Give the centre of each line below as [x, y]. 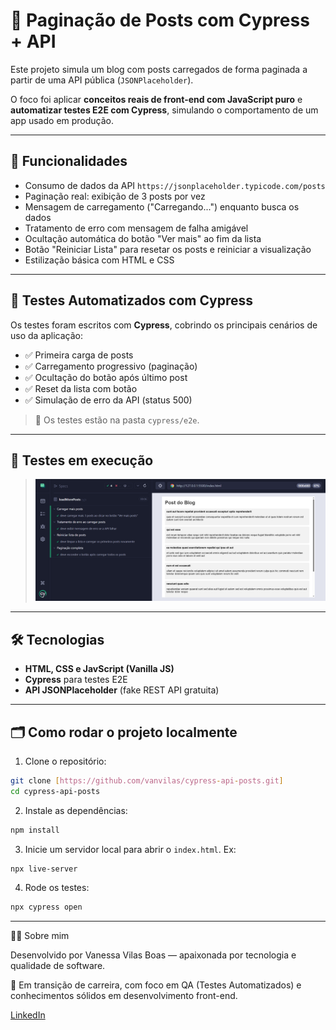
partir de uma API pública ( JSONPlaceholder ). [102, 80]
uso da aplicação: [47, 335]
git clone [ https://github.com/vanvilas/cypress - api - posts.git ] [147, 780]
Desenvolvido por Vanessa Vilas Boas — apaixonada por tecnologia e [153, 955]
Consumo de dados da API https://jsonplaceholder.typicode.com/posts [175, 185]
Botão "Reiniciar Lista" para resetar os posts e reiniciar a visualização [168, 249]
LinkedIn [28, 1015]
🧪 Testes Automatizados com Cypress [132, 300]
